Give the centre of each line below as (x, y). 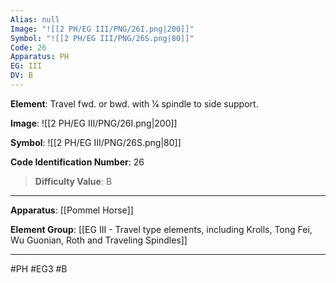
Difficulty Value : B (73, 181)
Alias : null (35, 19)
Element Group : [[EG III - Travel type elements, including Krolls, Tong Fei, (161, 229)
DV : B (21, 76)
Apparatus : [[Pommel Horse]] (72, 210)
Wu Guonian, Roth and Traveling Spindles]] (99, 240)
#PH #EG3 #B (39, 268)
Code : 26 (28, 47)
